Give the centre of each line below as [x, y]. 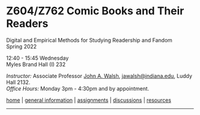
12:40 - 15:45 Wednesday [37, 58]
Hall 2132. [18, 82]
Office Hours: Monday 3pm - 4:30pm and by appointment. [78, 88]
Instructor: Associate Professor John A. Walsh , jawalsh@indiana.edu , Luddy [99, 76]
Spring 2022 [21, 46]
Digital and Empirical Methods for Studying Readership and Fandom [89, 40]
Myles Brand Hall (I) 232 [36, 64]
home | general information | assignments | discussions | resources [89, 100]
